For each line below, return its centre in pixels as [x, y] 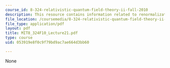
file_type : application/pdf [35, 24]
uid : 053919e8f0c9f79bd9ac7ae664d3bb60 [47, 42]
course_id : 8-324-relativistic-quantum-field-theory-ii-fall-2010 [77, 10]
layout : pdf [18, 28]
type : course [19, 38]
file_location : [21, 19]
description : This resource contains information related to [71, 14]
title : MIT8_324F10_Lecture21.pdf [42, 33]
